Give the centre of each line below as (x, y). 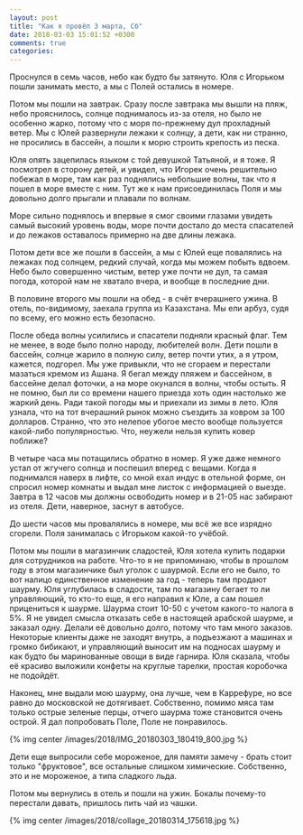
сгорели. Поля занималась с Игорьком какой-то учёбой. (119, 533)
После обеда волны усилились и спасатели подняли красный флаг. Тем (148, 336)
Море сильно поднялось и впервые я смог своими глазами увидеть (141, 216)
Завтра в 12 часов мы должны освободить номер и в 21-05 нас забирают (151, 496)
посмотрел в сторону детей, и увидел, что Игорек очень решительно (143, 170)
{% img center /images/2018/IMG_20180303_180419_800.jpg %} (129, 739)
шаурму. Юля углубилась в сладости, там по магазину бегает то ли (140, 589)
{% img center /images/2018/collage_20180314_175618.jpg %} (125, 821)
